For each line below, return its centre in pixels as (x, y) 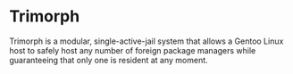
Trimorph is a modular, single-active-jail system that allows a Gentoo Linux (146, 41)
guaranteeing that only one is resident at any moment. (109, 60)
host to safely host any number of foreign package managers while (133, 50)
